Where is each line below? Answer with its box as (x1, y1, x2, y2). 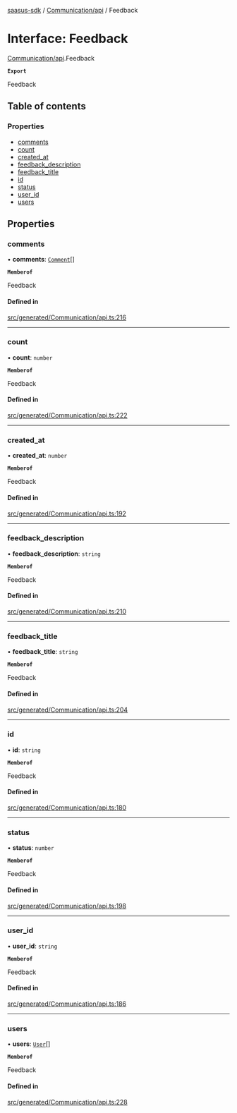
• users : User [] (7, 1040, 51, 1048)
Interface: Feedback (7, 31, 128, 47)
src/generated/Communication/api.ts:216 (7, 313, 127, 322)
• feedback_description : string (7, 549, 101, 558)
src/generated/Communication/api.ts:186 (7, 999, 127, 1008)
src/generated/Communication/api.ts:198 (7, 901, 127, 910)
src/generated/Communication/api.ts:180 (7, 803, 127, 812)
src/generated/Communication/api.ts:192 (7, 509, 127, 518)
